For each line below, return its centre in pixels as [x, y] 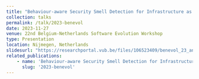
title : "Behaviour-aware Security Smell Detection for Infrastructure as [99, 12]
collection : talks [29, 17]
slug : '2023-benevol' [49, 67]
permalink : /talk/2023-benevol [45, 23]
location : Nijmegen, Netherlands [47, 45]
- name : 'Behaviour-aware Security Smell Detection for [87, 61]
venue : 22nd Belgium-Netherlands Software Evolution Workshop [84, 34]
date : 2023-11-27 [28, 28]
